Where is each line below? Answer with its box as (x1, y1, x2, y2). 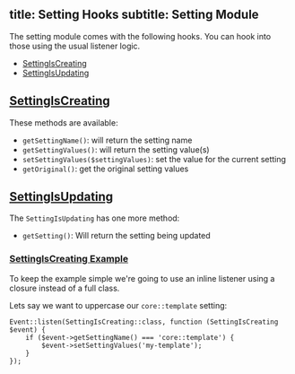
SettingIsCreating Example (9, 253, 128, 265)
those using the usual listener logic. (9, 40, 141, 51)
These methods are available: (9, 117, 118, 128)
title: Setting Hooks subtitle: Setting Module (9, 7, 259, 22)
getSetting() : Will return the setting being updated (22, 230, 211, 241)
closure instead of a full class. (9, 283, 120, 293)
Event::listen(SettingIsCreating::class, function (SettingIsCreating (9, 317, 279, 326)
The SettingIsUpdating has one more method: (9, 213, 180, 223)
